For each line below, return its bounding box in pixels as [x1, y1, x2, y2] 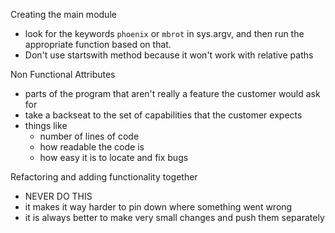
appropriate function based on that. [24, 39, 172, 50]
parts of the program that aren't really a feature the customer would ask [24, 88, 321, 99]
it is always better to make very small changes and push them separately [24, 212, 325, 223]
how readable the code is [39, 141, 145, 153]
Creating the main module [10, 9, 117, 20]
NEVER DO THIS [24, 190, 93, 202]
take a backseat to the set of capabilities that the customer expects [24, 109, 303, 121]
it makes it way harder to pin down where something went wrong [24, 201, 293, 213]
